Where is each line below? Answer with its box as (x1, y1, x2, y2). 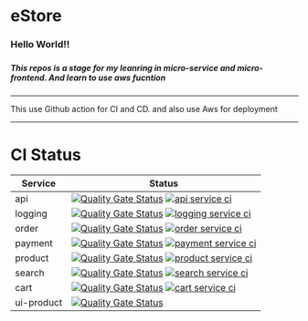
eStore (10, 5, 62, 26)
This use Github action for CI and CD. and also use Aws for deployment (10, 104, 278, 115)
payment (15, 237, 53, 250)
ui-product (15, 296, 63, 309)
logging (15, 207, 48, 220)
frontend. (10, 72, 48, 83)
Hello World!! (10, 38, 70, 51)
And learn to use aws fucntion (48, 72, 166, 83)
